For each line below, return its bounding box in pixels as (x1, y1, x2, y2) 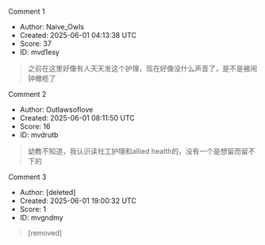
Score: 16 (19, 122, 51, 131)
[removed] (27, 228, 62, 237)
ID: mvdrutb (19, 130, 59, 140)
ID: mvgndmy (19, 213, 63, 222)
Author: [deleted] (19, 188, 76, 197)
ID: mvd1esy (19, 48, 60, 56)
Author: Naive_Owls (19, 22, 85, 31)
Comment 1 (8, 7, 45, 16)
